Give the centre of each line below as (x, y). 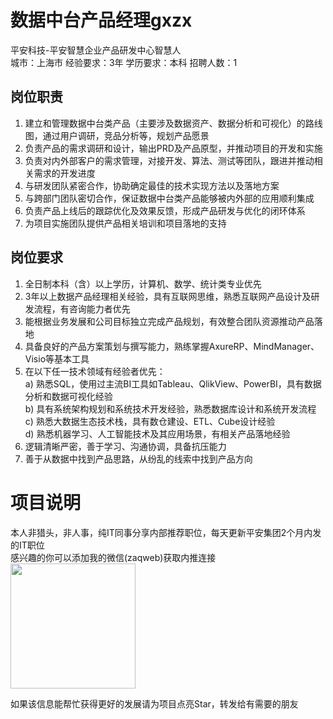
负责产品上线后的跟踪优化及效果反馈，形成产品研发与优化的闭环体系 (165, 210)
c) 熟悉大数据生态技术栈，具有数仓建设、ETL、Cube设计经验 (150, 421)
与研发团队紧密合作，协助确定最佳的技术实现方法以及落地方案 (152, 185)
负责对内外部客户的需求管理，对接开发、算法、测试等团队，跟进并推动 (169, 160)
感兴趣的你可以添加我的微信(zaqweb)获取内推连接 (113, 557)
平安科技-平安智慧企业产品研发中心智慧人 (96, 50)
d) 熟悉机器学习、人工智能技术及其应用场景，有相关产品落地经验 (157, 433)
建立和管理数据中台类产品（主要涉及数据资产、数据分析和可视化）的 (165, 123)
